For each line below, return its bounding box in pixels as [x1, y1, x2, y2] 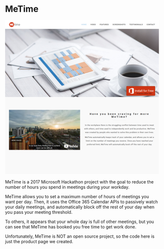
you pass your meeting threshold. [5, 209, 73, 215]
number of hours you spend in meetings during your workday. [5, 184, 130, 190]
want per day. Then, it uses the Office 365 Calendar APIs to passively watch [5, 199, 158, 204]
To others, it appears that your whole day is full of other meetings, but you [5, 219, 154, 225]
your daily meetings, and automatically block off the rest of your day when [5, 204, 155, 210]
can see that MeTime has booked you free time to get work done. [5, 224, 137, 229]
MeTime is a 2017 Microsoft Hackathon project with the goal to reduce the [5, 179, 154, 184]
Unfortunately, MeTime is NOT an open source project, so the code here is [5, 233, 155, 239]
